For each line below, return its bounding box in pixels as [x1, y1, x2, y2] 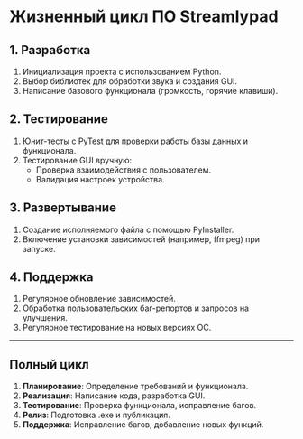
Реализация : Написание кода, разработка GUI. [22, 390, 206, 401]
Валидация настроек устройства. [35, 173, 165, 184]
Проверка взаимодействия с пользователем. [35, 164, 212, 175]
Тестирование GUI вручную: [22, 154, 133, 165]
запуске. [22, 243, 56, 254]
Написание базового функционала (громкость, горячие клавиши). [22, 86, 279, 96]
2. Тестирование [9, 111, 108, 127]
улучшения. [22, 313, 68, 323]
